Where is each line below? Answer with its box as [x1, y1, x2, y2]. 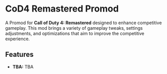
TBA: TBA [12, 63, 34, 69]
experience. [5, 36, 30, 42]
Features [5, 50, 34, 59]
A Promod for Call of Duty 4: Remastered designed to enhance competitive [5, 20, 162, 26]
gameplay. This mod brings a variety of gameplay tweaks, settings [5, 25, 143, 31]
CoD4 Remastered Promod [5, 3, 119, 15]
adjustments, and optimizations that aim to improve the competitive [5, 30, 144, 36]
